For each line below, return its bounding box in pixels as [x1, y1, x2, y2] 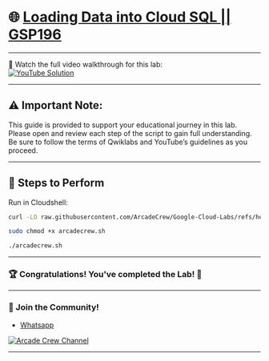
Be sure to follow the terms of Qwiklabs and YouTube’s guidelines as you [8, 137, 248, 146]
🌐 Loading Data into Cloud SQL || [8, 8, 231, 26]
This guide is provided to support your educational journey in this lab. [8, 120, 238, 130]
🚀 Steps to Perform [8, 176, 105, 190]
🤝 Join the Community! [8, 302, 100, 313]
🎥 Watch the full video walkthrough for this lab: [8, 59, 163, 69]
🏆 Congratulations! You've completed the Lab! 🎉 [8, 269, 203, 280]
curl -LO [8, 213, 38, 221]
